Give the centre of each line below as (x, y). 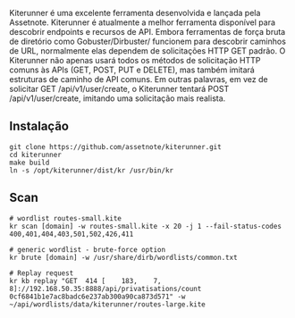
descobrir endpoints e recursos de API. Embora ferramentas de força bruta (147, 32)
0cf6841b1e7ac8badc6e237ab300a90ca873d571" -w (97, 297)
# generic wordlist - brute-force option (88, 249)
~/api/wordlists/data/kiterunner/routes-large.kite (107, 304)
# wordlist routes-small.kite (66, 218)
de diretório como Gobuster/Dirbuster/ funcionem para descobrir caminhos (147, 41)
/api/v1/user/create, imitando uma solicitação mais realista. (118, 98)
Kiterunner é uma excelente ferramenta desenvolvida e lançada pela (135, 13)
